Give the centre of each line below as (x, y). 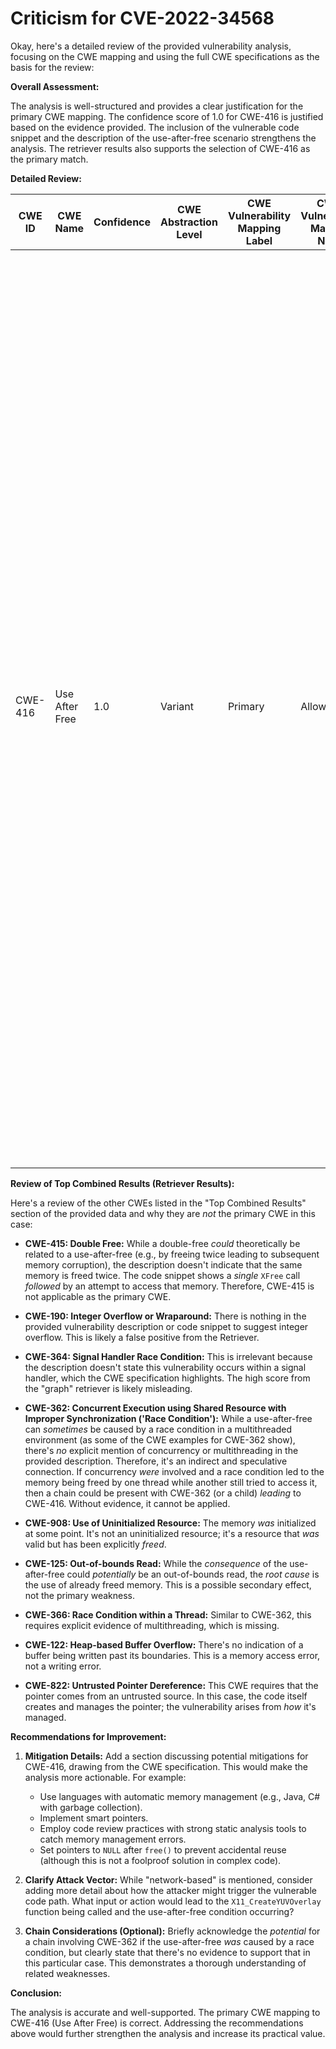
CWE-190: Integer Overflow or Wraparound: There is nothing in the (165, 1316)
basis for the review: (52, 67)
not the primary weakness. (80, 1595)
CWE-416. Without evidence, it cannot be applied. (127, 1503)
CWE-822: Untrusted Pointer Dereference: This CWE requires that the (171, 1685)
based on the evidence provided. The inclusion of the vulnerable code (155, 127)
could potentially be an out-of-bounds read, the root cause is (193, 1574)
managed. (45, 1717)
